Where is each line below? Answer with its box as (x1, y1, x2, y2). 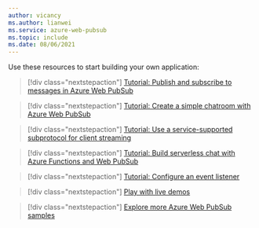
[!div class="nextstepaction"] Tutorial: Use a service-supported (27, 125, 233, 134)
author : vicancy (8, 11, 61, 20)
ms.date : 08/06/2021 (8, 41, 76, 49)
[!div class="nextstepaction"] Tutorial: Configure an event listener (27, 172, 240, 182)
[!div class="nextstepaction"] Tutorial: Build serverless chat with (27, 149, 235, 158)
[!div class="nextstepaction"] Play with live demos (27, 187, 191, 197)
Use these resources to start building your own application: (8, 62, 200, 72)
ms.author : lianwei (8, 19, 72, 27)
